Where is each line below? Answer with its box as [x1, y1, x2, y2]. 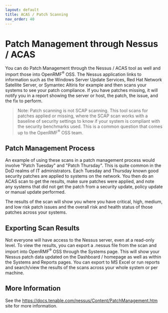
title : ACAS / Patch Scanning [5, 12, 68, 17]
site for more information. [5, 303, 57, 309]
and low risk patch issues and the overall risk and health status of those [5, 204, 153, 210]
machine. [5, 270, 24, 276]
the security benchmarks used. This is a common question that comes [17, 123, 162, 129]
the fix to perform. [5, 98, 43, 104]
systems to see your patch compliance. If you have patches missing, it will [5, 87, 158, 93]
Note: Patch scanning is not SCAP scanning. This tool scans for [17, 107, 148, 113]
